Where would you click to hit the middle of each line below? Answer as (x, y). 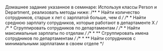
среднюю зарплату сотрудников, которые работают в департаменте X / (81, 23)
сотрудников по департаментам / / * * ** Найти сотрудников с (70, 38)
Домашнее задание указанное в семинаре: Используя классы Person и (81, 7)
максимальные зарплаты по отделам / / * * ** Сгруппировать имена (77, 33)
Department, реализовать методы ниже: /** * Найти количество (72, 12)
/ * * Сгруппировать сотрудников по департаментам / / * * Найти (73, 28)
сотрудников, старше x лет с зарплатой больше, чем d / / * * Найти (76, 17)
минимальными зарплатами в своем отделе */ (54, 43)
